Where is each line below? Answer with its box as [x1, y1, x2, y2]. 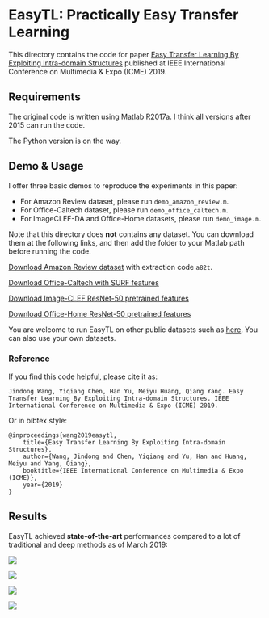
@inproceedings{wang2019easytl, [8, 431, 117, 439]
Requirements [8, 90, 81, 104]
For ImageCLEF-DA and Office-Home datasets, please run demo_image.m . [19, 213, 262, 223]
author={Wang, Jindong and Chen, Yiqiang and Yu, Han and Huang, [23, 452, 248, 460]
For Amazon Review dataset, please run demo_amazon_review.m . [19, 196, 229, 206]
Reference [8, 353, 50, 364]
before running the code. [8, 246, 91, 256]
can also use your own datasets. [8, 333, 116, 343]
